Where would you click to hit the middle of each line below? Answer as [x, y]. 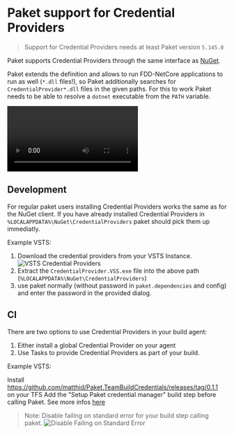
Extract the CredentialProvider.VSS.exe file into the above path [108, 271]
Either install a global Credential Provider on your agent [96, 345]
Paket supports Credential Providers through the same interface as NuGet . [114, 60]
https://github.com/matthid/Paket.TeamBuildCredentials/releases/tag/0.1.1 [112, 387]
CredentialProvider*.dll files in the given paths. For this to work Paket [109, 89]
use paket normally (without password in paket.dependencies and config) [122, 285]
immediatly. [24, 229]
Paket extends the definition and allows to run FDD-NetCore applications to [115, 74]
